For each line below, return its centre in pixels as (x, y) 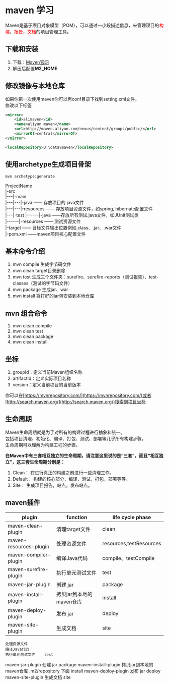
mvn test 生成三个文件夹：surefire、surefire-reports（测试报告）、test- (86, 277)
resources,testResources (132, 543)
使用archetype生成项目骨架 (48, 164)
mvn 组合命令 (26, 313)
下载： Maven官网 (31, 62)
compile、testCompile (129, 558)
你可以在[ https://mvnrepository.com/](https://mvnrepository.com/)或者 (78, 395)
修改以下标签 (18, 105)
